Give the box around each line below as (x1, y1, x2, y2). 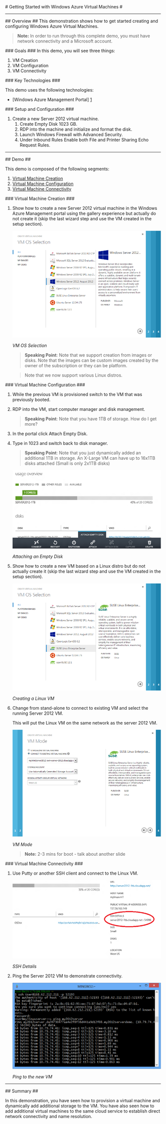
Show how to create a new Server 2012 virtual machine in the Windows (12, 205, 157, 211)
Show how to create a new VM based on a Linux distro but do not (12, 563, 146, 569)
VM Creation (12, 57, 39, 63)
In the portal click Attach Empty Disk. (12, 431, 88, 437)
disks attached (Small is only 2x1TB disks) (24, 460, 110, 466)
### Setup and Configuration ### (5, 106, 74, 112)
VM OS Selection (12, 342, 47, 348)
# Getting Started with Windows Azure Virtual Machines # (5, 4, 123, 9)
